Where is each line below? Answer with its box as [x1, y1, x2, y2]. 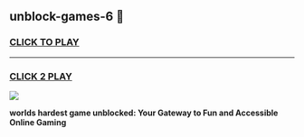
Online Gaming [9, 116, 67, 127]
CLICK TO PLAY [9, 36, 80, 49]
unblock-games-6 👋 [9, 9, 125, 24]
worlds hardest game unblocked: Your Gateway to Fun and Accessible [9, 107, 279, 118]
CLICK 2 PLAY [9, 69, 72, 82]
